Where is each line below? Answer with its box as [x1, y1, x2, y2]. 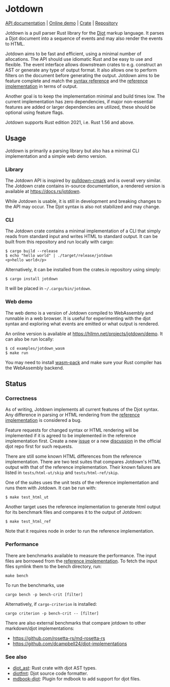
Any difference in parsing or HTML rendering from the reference [5, 412, 140, 418]
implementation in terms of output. [5, 83, 78, 89]
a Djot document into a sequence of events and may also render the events [5, 35, 163, 41]
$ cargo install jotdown [5, 276, 58, 281]
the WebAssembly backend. [5, 365, 64, 371]
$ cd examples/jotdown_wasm [5, 346, 65, 351]
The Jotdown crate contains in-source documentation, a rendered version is [5, 183, 165, 189]
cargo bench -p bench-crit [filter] [5, 592, 83, 597]
